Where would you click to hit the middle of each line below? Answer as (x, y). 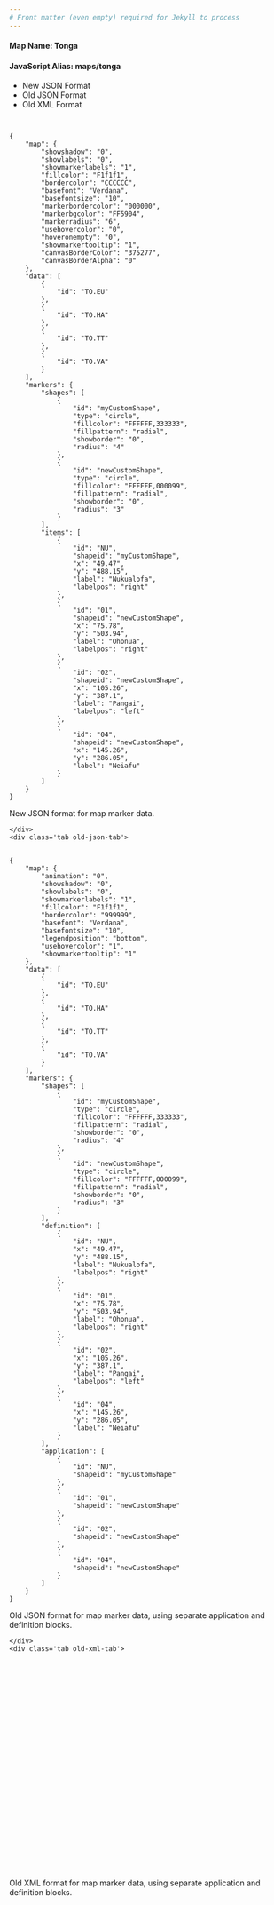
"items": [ (61, 533)
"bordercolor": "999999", (89, 916)
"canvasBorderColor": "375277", (101, 253)
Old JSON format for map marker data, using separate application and (137, 1615)
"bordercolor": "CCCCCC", (89, 183)
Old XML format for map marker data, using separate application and (135, 1883)
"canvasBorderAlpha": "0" (89, 261)
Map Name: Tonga (43, 46)
